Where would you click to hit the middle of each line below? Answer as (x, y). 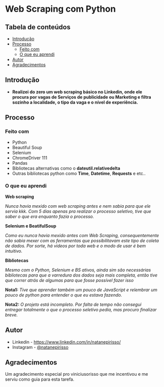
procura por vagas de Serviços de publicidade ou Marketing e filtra (82, 97)
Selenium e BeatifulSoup (31, 226)
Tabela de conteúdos (38, 27)
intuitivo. (14, 251)
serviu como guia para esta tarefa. (40, 379)
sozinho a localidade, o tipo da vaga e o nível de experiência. (75, 102)
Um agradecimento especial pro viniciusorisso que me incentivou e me (77, 374)
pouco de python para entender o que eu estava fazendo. (64, 295)
